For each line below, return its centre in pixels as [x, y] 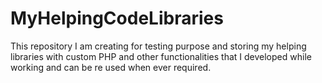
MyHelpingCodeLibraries [117, 18]
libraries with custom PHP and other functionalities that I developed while [161, 56]
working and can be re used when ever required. [111, 67]
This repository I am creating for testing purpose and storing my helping [158, 46]
